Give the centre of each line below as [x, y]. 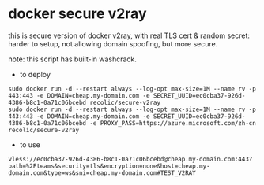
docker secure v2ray [77, 14]
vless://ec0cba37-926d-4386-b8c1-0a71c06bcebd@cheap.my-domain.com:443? [130, 159]
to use [30, 144]
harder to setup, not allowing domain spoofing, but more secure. [113, 43]
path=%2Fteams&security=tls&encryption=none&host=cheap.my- [109, 166]
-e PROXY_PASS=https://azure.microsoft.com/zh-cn [173, 123]
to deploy [35, 74]
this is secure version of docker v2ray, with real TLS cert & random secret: [129, 35]
